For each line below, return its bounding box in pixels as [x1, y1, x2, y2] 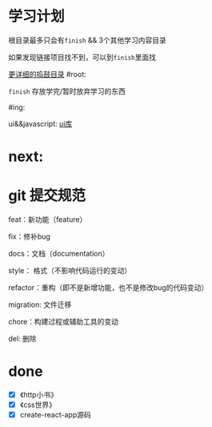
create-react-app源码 [19, 410, 91, 420]
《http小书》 [19, 390, 58, 399]
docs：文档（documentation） [8, 249, 110, 259]
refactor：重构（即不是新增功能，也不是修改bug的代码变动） [8, 283, 209, 292]
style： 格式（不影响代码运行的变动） [8, 266, 132, 276]
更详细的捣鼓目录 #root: [8, 69, 86, 79]
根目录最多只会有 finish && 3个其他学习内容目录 [8, 35, 166, 45]
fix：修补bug [8, 232, 50, 241]
